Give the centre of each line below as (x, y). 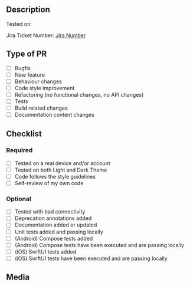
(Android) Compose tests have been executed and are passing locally (99, 245)
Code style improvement (45, 88)
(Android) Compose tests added (54, 238)
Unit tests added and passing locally (59, 232)
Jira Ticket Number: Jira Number (46, 35)
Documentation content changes (54, 115)
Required (19, 150)
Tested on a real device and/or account (62, 163)
